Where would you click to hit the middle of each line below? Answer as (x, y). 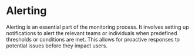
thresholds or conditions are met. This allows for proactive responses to (93, 39)
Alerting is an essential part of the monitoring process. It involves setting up (97, 27)
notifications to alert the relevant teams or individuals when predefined (92, 33)
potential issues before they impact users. (57, 46)
